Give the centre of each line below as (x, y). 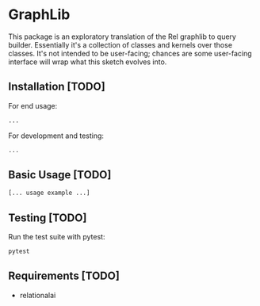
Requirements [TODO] (64, 276)
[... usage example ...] (49, 193)
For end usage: (33, 105)
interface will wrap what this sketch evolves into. (88, 62)
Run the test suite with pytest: (57, 237)
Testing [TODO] (48, 218)
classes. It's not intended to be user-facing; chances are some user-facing (130, 53)
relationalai (38, 295)
